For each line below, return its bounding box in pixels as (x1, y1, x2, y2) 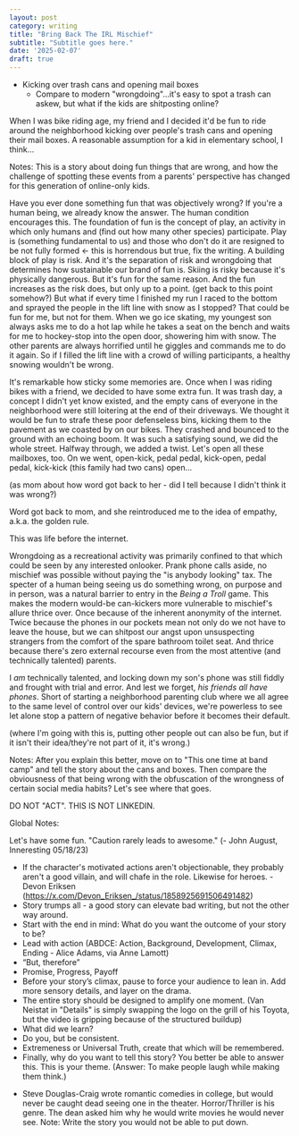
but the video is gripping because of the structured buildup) (21, 1014, 243, 1024)
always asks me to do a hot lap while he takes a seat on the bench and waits (9, 321, 290, 332)
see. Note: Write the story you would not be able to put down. (21, 1117, 249, 1127)
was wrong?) (9, 489, 57, 499)
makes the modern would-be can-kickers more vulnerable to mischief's (9, 598, 273, 608)
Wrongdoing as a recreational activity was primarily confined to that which (9, 551, 283, 561)
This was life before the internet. (9, 533, 129, 544)
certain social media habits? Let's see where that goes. (9, 784, 212, 793)
